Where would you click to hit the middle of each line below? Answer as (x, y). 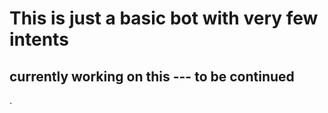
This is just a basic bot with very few (164, 18)
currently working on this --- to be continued (152, 76)
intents (39, 39)
